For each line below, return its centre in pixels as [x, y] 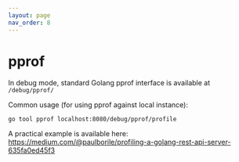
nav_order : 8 [29, 23]
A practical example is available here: [68, 134]
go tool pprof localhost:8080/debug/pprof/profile [92, 119]
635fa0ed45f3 [32, 150]
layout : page [29, 15]
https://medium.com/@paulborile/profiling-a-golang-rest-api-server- [119, 142]
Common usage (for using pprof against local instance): [98, 105]
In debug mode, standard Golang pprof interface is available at [109, 83]
